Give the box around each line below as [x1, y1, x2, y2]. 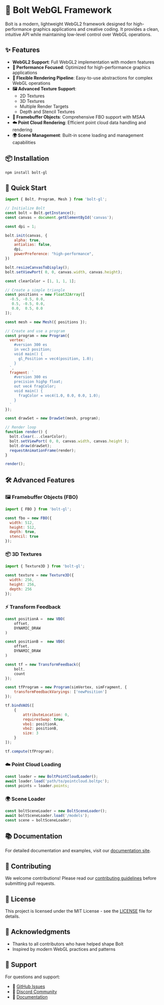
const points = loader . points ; [5, 783, 70, 788]
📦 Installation [5, 154, 49, 163]
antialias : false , [14, 242, 52, 247]
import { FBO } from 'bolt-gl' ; [5, 506, 72, 512]
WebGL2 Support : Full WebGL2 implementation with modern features [12, 59, 155, 65]
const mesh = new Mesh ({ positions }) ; [5, 320, 87, 325]
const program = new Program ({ [5, 333, 70, 338]
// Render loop [5, 425, 37, 430]
